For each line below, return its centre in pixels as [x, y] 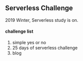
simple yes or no [29, 43]
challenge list [19, 31]
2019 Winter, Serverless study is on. [42, 20]
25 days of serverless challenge [45, 48]
